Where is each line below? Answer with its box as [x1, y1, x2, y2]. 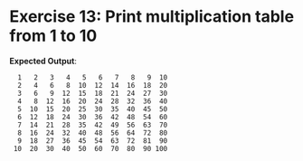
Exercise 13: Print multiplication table [9, 6, 295, 27]
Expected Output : [9, 55, 77, 66]
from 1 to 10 [9, 25, 98, 46]
